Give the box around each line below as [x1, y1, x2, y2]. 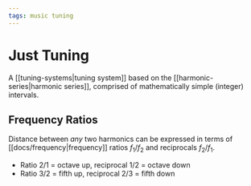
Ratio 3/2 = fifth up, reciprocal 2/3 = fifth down [19, 169, 175, 179]
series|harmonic [8, 81, 63, 91]
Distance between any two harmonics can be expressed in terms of [8, 134, 233, 144]
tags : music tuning [8, 11, 74, 20]
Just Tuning [8, 46, 90, 64]
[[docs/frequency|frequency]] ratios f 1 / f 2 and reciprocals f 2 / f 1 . [8, 143, 216, 155]
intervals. [8, 90, 39, 99]
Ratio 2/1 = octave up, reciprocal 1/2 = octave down [19, 160, 191, 170]
